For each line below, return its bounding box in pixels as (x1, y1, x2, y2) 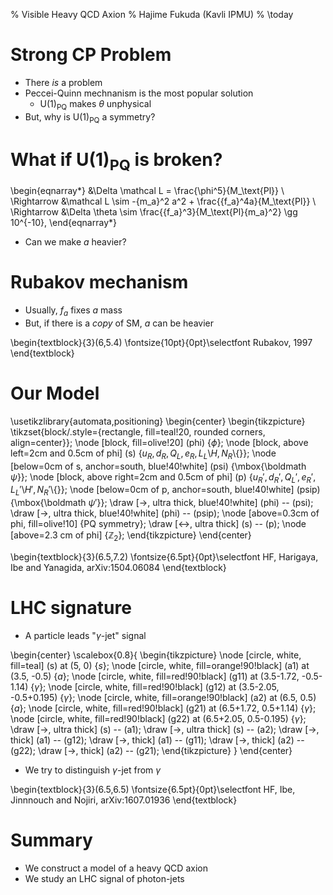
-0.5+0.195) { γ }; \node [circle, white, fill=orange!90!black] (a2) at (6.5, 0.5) (10, 691, 317, 703)
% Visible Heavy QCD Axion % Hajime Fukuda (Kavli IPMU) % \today (10, 9, 294, 20)
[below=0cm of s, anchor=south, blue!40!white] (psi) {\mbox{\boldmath (10, 460, 307, 472)
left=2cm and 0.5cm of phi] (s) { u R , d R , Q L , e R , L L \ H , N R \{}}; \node (10, 447, 277, 461)
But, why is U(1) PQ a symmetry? (24, 110, 156, 125)
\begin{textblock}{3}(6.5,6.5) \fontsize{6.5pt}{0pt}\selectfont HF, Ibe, (10, 783, 296, 795)
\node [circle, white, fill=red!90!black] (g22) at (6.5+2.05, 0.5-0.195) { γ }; (10, 712, 307, 724)
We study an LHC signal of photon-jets (24, 872, 185, 884)
